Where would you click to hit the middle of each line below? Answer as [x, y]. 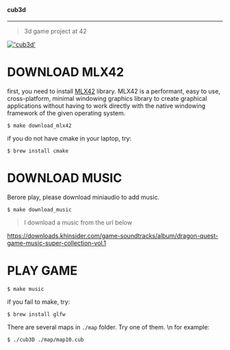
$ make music [26, 289]
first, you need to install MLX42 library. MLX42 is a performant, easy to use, [114, 91]
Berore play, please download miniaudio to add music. [83, 197]
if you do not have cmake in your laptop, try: [69, 139]
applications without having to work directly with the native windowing [106, 106]
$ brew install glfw [37, 315]
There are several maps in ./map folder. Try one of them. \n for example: [108, 327]
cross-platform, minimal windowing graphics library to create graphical [107, 99]
